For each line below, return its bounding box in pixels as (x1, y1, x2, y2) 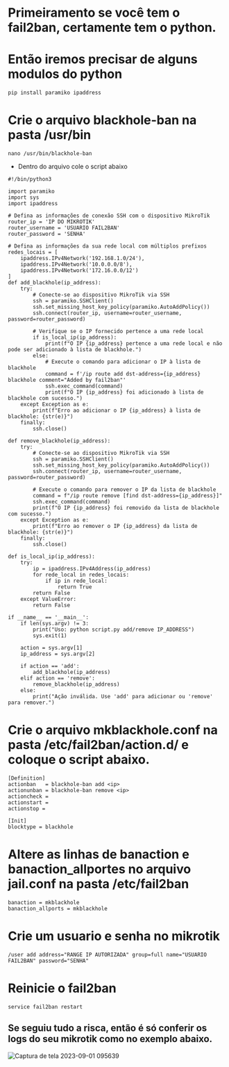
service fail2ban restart (8, 1003, 83, 1010)
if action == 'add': (20, 663, 80, 670)
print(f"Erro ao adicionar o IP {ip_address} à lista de (33, 407, 201, 415)
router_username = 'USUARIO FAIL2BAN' (8, 225, 120, 232)
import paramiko (8, 188, 55, 195)
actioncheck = (8, 793, 49, 800)
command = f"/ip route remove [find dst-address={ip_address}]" (33, 492, 223, 499)
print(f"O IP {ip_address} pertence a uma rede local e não (44, 340, 223, 347)
